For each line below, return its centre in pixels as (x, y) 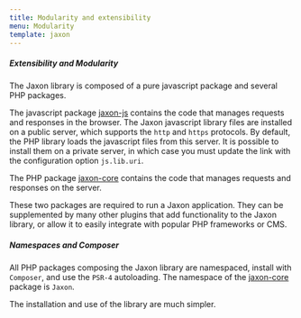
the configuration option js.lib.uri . (77, 161)
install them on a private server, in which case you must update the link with (150, 151)
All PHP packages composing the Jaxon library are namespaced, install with (150, 268)
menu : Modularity (42, 26)
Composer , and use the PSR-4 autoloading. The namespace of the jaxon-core (149, 277)
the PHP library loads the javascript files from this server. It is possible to (144, 141)
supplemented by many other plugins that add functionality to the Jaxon (143, 215)
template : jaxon (40, 34)
